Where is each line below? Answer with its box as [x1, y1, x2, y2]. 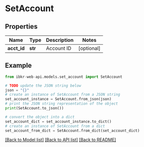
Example [5, 61, 32, 70]
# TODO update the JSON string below [5, 83, 81, 88]
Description [46, 37, 74, 43]
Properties [5, 22, 38, 31]
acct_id [7, 45, 25, 52]
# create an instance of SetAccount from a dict [5, 124, 105, 129]
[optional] [78, 45, 101, 52]
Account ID [46, 45, 72, 52]
